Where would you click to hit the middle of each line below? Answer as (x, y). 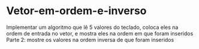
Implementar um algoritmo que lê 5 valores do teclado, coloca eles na (92, 27)
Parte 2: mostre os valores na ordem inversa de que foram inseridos (90, 40)
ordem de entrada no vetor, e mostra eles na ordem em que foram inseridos (100, 33)
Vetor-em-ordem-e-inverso (76, 11)
